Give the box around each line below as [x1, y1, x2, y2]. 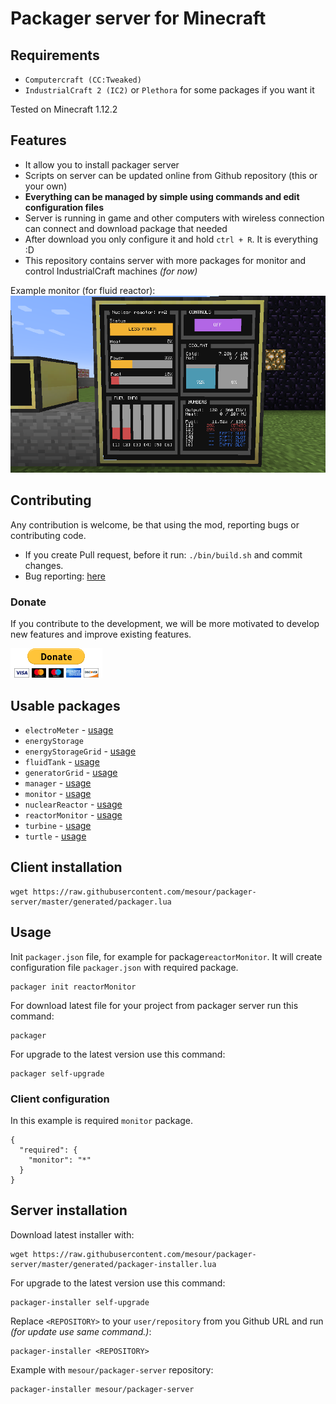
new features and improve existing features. [10, 628, 192, 641]
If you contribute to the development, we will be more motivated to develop [10, 618, 320, 630]
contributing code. [10, 529, 87, 541]
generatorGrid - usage [24, 767, 118, 778]
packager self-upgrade [10, 1068, 105, 1079]
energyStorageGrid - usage [24, 745, 137, 757]
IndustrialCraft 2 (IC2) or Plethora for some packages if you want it [24, 84, 315, 96]
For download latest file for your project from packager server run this [10, 999, 299, 1011]
